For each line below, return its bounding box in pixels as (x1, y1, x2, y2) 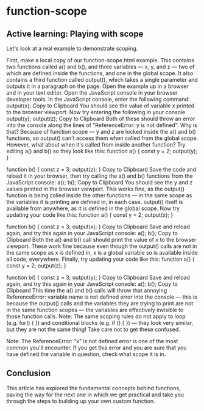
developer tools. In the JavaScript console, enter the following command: (6, 96, 190, 103)
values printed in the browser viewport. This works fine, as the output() (6, 185, 185, 192)
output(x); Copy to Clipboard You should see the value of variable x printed (6, 102, 195, 109)
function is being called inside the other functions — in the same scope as (6, 192, 192, 199)
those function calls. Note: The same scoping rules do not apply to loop (6, 313, 186, 320)
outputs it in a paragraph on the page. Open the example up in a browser (6, 82, 189, 90)
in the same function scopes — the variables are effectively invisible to (6, 307, 184, 313)
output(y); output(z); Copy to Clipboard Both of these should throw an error (6, 115, 195, 122)
